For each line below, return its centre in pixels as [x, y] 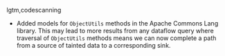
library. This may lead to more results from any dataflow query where [115, 31]
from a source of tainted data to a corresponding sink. [93, 45]
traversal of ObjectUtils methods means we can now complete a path [116, 38]
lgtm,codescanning [34, 10]
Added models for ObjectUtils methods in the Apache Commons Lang [117, 23]
